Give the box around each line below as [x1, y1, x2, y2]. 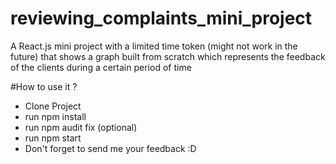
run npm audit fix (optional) [24, 121, 138, 133]
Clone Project [24, 100, 82, 112]
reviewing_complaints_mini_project [10, 7, 313, 30]
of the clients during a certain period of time [10, 61, 192, 73]
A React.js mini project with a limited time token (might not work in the [10, 40, 298, 52]
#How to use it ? [10, 80, 78, 92]
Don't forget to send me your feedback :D [24, 142, 197, 154]
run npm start [24, 132, 82, 144]
